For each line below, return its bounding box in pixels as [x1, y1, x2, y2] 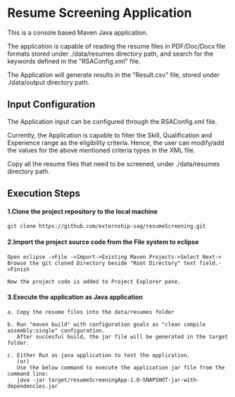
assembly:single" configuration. [7, 326, 106, 334]
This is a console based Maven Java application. [7, 28, 148, 37]
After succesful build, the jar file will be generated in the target [16, 333, 229, 340]
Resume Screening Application [7, 5, 192, 21]
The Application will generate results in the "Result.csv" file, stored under [7, 71, 220, 79]
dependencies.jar [7, 382, 58, 389]
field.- [199, 259, 222, 267]
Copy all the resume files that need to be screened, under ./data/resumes [7, 159, 220, 168]
